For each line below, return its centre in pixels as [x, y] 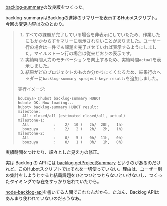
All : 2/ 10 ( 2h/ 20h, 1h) [73, 125]
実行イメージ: [31, 89]
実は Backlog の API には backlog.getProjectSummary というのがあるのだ [81, 163]
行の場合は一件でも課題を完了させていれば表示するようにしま [89, 47]
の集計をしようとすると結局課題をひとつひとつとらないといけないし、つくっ [84, 175]
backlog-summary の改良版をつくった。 [46, 7]
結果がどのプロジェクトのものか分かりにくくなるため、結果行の [91, 72]
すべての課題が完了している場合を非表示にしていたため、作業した [93, 35]
